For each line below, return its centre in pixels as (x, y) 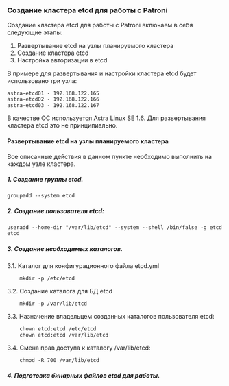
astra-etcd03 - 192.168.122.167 (53, 106)
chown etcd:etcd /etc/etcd (58, 329)
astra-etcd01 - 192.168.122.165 (53, 94)
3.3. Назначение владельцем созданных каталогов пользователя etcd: (111, 317)
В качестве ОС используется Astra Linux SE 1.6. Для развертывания (107, 118)
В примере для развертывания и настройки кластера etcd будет (102, 73)
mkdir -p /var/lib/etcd (53, 304)
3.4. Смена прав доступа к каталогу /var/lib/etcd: (79, 348)
